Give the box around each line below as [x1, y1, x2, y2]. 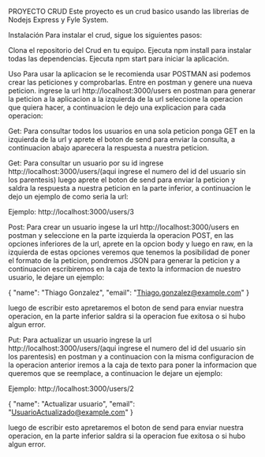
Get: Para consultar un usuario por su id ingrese [8, 158, 164, 168]
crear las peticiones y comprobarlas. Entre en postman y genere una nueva [8, 78, 252, 87]
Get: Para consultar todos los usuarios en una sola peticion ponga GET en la [8, 126, 256, 136]
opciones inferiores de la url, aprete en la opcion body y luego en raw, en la [8, 240, 254, 248]
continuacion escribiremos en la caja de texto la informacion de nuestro [8, 264, 241, 273]
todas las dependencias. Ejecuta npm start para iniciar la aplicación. [8, 54, 230, 63]
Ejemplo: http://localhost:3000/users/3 [8, 207, 134, 216]
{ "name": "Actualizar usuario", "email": [8, 399, 136, 408]
